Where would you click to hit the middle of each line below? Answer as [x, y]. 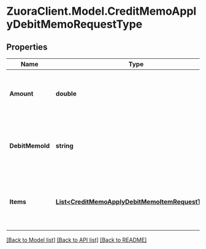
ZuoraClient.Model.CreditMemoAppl [101, 11]
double [66, 94]
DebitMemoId [30, 146]
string [64, 146]
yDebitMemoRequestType [74, 24]
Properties [27, 47]
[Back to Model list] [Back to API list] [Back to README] [77, 240]
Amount [21, 94]
